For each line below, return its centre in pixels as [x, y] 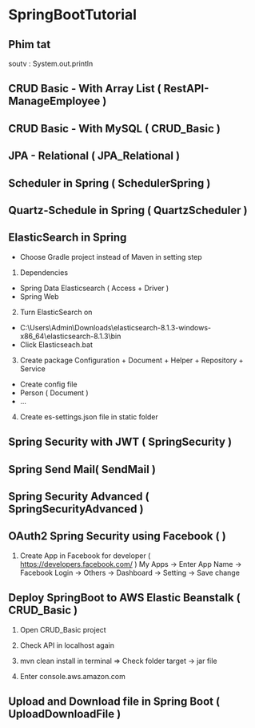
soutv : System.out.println [51, 63]
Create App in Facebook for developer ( [85, 556]
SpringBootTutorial [73, 15]
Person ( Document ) [54, 392]
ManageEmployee [54, 101]
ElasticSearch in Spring [68, 238]
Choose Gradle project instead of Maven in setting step [111, 257]
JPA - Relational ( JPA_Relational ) [94, 156]
